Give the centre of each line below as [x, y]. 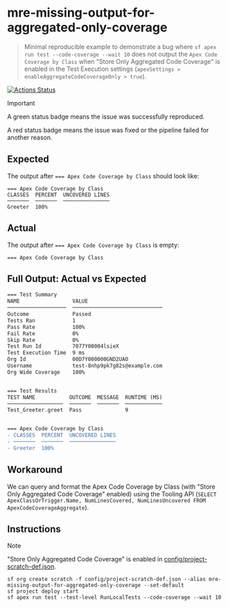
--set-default [164, 585]
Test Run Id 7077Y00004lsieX [63, 346]
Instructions [34, 529]
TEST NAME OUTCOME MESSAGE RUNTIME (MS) [85, 397]
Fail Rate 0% [43, 333]
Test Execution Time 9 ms [46, 353]
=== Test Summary [32, 295]
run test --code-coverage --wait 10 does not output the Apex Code [121, 54]
